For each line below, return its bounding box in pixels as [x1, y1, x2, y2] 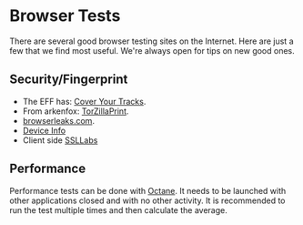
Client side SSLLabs [22, 134, 98, 146]
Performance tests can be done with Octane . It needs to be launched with [9, 185, 287, 196]
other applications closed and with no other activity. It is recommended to [9, 195, 286, 206]
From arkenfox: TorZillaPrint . [22, 106, 129, 117]
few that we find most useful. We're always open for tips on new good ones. [9, 45, 296, 56]
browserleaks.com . [22, 115, 96, 126]
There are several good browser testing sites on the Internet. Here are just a [9, 36, 294, 46]
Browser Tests [9, 5, 121, 26]
